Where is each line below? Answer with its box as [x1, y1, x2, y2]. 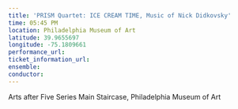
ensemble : [8, 63, 41, 71]
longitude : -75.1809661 [8, 41, 87, 49]
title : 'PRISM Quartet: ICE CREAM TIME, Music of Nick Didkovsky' [8, 11, 232, 20]
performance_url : [8, 48, 66, 56]
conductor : [8, 70, 44, 78]
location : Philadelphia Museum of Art [8, 26, 136, 34]
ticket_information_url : [8, 56, 90, 64]
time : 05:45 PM [8, 19, 59, 27]
